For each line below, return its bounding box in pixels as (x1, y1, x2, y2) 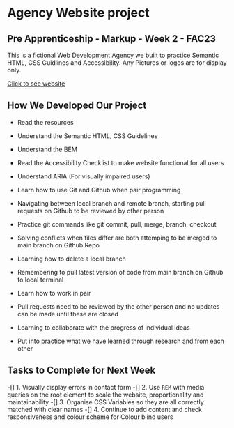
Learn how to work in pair (17, 289, 91, 297)
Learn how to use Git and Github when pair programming (17, 185, 181, 194)
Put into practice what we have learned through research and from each (17, 337, 225, 345)
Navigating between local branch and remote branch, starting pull (17, 199, 207, 207)
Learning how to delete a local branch (17, 254, 127, 263)
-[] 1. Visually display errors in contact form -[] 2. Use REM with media (7, 383, 205, 391)
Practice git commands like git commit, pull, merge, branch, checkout (17, 220, 217, 228)
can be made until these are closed (17, 309, 118, 318)
